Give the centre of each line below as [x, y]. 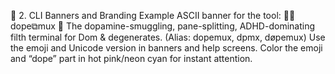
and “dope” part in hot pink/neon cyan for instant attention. [131, 58]
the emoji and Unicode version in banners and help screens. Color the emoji [166, 48]
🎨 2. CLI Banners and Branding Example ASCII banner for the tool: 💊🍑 [153, 15]
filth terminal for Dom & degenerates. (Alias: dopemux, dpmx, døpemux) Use [168, 37]
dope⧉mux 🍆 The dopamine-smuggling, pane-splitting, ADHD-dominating [162, 26]
